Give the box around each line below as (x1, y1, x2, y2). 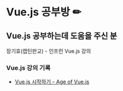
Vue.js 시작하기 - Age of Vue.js (14, 78, 90, 86)
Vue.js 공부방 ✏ (6, 5, 81, 19)
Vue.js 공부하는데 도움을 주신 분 (6, 31, 118, 41)
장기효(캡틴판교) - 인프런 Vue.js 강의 (6, 48, 91, 54)
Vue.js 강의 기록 (6, 63, 51, 71)
